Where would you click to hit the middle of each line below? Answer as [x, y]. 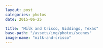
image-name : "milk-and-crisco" [38, 38]
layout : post [19, 10]
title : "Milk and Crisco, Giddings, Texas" [52, 28]
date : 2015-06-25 [24, 19]
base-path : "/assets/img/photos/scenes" [49, 33]
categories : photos [26, 15]
